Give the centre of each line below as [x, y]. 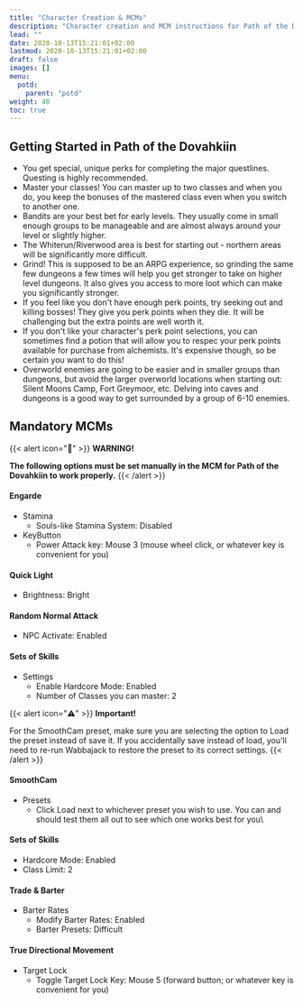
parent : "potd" [54, 93]
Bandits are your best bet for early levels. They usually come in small [150, 216]
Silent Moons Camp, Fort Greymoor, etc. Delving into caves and [140, 389]
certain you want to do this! [73, 360]
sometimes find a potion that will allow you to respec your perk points [151, 341]
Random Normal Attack [54, 615]
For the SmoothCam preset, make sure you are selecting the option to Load [149, 731]
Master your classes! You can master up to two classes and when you [152, 188]
